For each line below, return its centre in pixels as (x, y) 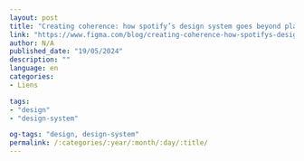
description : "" (40, 60)
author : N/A (32, 43)
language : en (34, 69)
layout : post (34, 18)
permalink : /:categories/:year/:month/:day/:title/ (109, 143)
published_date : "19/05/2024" (66, 52)
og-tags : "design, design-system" (75, 135)
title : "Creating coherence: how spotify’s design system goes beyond (145, 26)
